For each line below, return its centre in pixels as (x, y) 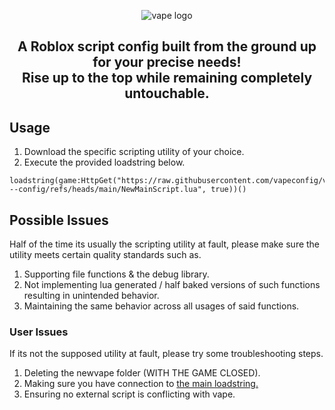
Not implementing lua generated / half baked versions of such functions (172, 285)
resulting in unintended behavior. (91, 296)
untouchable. (167, 93)
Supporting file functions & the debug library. (116, 274)
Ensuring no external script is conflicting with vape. (129, 394)
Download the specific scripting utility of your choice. (134, 152)
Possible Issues (59, 220)
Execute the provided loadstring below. (104, 162)
